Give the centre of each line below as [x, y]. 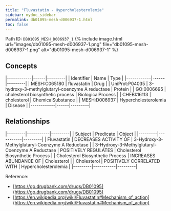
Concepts [21, 66]
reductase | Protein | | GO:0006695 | [127, 89]
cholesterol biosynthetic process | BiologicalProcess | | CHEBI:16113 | [78, 95]
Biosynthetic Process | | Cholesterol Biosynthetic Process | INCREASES [80, 155]
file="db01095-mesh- [125, 45]
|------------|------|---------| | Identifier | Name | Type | [65, 78]
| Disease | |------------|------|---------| [48, 105]
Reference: [17, 176]
